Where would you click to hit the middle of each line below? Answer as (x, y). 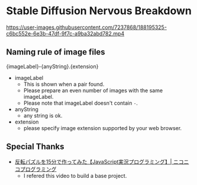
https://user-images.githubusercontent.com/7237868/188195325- (87, 27)
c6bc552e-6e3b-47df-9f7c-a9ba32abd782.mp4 (65, 33)
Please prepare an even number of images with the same (93, 90)
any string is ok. (43, 115)
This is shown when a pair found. (64, 84)
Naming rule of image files (56, 52)
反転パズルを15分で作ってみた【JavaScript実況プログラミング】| (93, 161)
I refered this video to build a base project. (75, 176)
